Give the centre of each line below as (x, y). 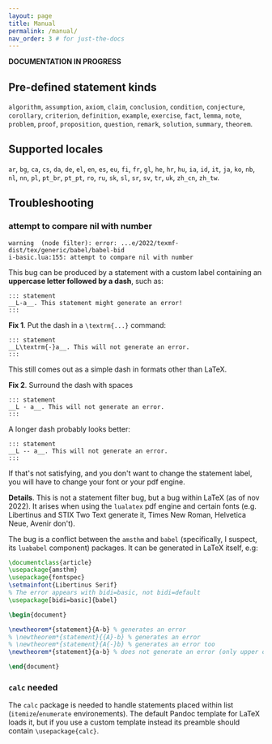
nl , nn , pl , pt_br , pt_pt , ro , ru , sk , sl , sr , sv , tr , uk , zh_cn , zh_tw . (114, 177)
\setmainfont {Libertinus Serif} (63, 585)
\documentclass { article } (50, 562)
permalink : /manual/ (43, 31)
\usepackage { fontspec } (47, 578)
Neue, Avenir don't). (42, 523)
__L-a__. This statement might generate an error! (96, 303)
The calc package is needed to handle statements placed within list (121, 705)
